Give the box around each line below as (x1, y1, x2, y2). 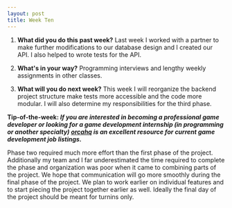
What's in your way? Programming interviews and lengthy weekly (17, 64, 206, 72)
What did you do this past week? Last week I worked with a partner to (17, 35, 220, 44)
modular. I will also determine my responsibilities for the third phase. (17, 99, 213, 107)
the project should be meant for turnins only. (7, 192, 134, 201)
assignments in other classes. (17, 71, 102, 80)
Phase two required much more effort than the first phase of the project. (7, 148, 213, 157)
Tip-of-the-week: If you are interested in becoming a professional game (7, 112, 220, 121)
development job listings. (7, 135, 82, 143)
